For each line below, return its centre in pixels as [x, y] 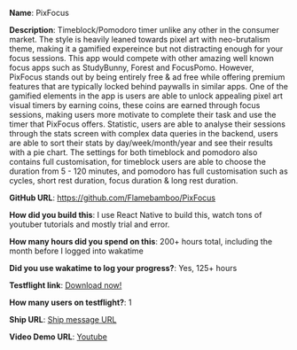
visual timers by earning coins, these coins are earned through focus [135, 105]
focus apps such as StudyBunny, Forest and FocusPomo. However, [132, 67]
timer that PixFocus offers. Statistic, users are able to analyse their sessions [148, 124]
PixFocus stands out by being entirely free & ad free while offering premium [147, 77]
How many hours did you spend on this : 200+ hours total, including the [141, 241]
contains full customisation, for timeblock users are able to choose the [137, 162]
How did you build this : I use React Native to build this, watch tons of [136, 215]
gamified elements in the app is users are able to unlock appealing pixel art [146, 96]
